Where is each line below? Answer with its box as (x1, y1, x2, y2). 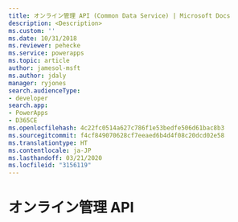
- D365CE (8, 117, 38, 125)
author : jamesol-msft (8, 64, 81, 72)
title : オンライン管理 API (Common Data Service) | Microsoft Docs (8, 11, 231, 20)
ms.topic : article (8, 57, 70, 65)
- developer (8, 94, 48, 102)
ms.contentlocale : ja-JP (8, 146, 92, 154)
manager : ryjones (8, 79, 67, 87)
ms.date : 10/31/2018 (8, 34, 78, 43)
